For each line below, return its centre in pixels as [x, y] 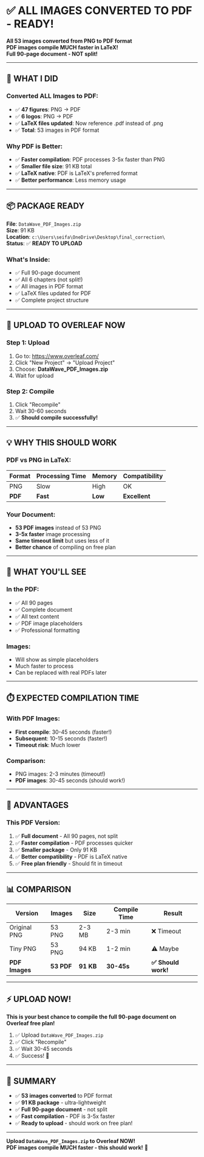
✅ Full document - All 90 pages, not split [66, 836]
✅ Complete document [44, 609]
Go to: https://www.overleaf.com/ [57, 356]
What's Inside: [28, 259]
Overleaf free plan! [31, 1023]
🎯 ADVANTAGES [37, 805]
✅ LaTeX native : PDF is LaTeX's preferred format [76, 173]
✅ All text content [37, 616]
